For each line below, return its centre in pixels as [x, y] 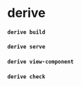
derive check [26, 76]
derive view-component [40, 61]
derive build [26, 32]
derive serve [26, 47]
